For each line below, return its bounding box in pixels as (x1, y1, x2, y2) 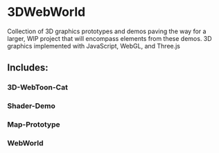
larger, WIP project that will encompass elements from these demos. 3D (7, 34, 213, 42)
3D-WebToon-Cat (7, 82, 68, 92)
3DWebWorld (7, 4, 86, 20)
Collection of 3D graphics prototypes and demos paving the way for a (7, 27, 207, 35)
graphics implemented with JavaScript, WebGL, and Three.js (7, 42, 181, 50)
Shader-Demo (7, 101, 55, 111)
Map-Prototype (7, 120, 60, 129)
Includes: (7, 62, 49, 73)
